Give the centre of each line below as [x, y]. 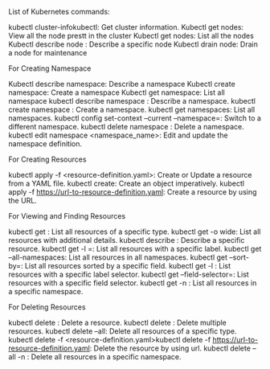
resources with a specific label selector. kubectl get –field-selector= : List [129, 274]
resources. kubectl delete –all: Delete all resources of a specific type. [123, 331]
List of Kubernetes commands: [59, 12]
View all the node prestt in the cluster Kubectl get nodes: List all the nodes [131, 36]
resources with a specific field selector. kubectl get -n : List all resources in [133, 283]
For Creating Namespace [50, 68]
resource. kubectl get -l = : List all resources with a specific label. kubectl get [135, 249]
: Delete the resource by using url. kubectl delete [170, 348]
